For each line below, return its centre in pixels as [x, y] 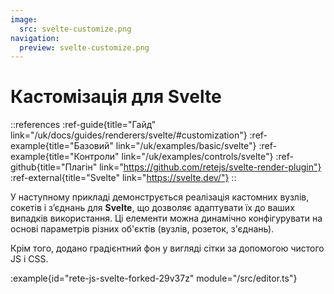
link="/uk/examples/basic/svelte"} [186, 146]
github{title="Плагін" [54, 167]
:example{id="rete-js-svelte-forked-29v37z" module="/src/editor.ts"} [154, 278]
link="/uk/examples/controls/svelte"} [197, 157]
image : [24, 19]
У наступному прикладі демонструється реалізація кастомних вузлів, [160, 197]
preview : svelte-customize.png [84, 47]
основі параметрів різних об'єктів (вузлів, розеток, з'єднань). [142, 229]
